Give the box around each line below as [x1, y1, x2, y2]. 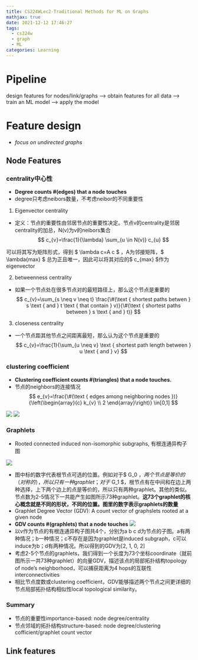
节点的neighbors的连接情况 [14, 383, 81, 390]
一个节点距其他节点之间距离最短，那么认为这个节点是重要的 [14, 332, 160, 339]
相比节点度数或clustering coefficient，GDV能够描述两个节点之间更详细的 [14, 578, 191, 585]
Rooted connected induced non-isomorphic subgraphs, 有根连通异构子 [14, 440, 187, 447]
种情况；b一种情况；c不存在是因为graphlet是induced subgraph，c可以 [14, 535, 187, 542]
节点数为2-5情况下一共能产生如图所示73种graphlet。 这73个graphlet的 [14, 493, 186, 500]
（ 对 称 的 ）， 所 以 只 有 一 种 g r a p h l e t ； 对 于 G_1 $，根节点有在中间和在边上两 [14, 478, 192, 485]
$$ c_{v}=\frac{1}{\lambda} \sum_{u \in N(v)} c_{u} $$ [37, 236, 169, 243]
